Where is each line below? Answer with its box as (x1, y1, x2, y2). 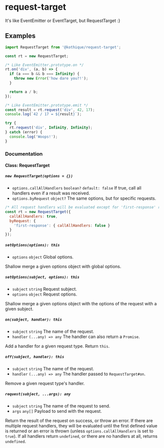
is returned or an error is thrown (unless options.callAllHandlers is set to (5, 428, 154, 434)
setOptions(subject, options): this (5, 275, 80, 279)
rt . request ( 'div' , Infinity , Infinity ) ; (9, 125, 93, 130)
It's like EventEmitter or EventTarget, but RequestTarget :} (5, 18, 121, 23)
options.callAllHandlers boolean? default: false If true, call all (12, 185, 142, 191)
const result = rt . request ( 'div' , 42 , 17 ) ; (5, 107, 95, 112)
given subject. (5, 306, 34, 312)
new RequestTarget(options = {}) (5, 173, 73, 178)
